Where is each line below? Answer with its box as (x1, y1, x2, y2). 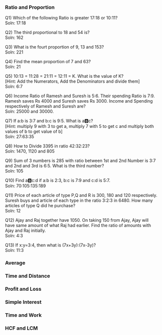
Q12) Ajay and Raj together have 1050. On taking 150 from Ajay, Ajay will (5, 217, 149, 223)
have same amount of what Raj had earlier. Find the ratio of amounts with (5, 223, 151, 229)
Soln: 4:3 (5, 233, 23, 239)
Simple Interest (5, 299, 42, 305)
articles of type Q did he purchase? (5, 203, 76, 209)
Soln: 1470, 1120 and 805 (5, 148, 55, 154)
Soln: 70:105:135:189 (5, 183, 46, 189)
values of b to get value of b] (5, 128, 63, 135)
